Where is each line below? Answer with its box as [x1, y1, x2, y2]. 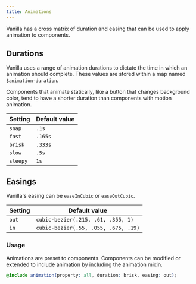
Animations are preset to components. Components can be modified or [6, 254, 181, 261]
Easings [6, 176, 37, 187]
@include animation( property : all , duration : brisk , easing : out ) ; [6, 272, 178, 278]
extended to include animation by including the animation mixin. [6, 261, 163, 268]
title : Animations [6, 8, 52, 15]
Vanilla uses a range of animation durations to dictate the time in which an [6, 64, 188, 71]
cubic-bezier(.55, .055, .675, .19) [35, 225, 140, 232]
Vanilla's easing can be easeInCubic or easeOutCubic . [6, 193, 135, 200]
